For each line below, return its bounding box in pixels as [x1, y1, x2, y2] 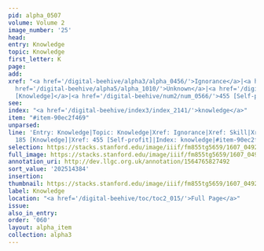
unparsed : [8, 121, 41, 129]
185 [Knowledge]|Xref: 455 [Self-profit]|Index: [15, 135, 178, 144]
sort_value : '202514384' [8, 165, 90, 173]
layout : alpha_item [8, 223, 72, 232]
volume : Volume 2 [8, 19, 65, 27]
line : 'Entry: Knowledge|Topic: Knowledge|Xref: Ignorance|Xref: [8, 128, 226, 136]
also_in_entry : [8, 209, 58, 217]
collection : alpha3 [8, 231, 72, 239]
